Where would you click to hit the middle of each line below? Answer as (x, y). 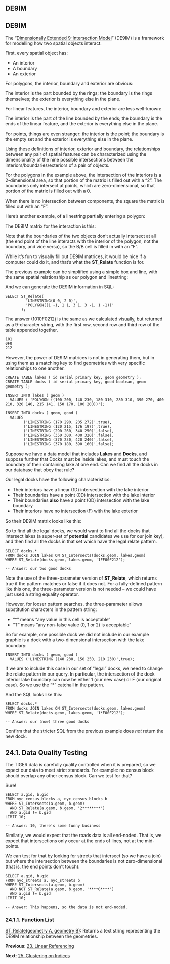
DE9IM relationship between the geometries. (52, 936)
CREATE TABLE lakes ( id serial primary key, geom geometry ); (73, 378)
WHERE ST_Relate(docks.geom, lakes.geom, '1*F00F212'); (65, 713)
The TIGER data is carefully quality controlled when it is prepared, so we (80, 765)
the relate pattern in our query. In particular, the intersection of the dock (80, 674)
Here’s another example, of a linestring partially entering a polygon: (75, 216)
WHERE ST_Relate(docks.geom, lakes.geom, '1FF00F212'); (65, 560)
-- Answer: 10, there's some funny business (53, 826)
